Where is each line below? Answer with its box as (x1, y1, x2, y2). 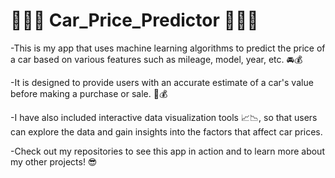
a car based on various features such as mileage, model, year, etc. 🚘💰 (10, 53, 303, 65)
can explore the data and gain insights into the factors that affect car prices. (10, 125, 323, 138)
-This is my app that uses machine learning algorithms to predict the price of (10, 42, 326, 54)
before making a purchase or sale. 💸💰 (10, 87, 168, 99)
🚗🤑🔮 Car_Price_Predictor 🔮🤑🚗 (10, 9, 259, 32)
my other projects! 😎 (10, 155, 98, 168)
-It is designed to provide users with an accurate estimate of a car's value (10, 76, 314, 88)
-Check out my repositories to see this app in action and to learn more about (10, 145, 325, 157)
